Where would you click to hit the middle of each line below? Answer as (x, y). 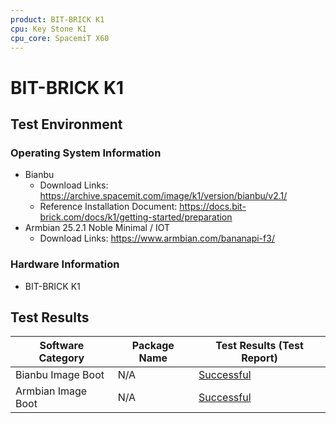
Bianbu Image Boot (60, 375)
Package (153, 346)
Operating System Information (86, 153)
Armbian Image (51, 391)
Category (61, 358)
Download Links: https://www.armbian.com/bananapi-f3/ (157, 238)
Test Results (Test (259, 346)
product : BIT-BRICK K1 (57, 19)
